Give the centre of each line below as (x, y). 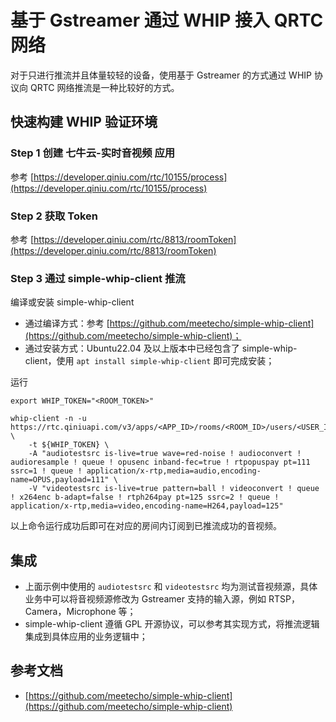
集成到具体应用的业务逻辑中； (86, 637)
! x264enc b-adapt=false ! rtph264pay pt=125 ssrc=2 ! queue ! (145, 497)
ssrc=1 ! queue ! (46, 471)
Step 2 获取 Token (54, 216)
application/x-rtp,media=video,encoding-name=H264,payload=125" (147, 506)
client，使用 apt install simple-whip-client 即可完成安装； (149, 361)
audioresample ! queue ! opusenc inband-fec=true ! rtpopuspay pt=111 (160, 462)
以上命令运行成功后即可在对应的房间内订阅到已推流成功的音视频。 (146, 526)
